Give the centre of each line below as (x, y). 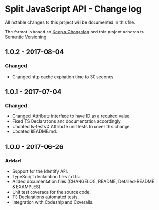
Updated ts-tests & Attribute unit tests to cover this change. (71, 127)
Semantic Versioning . (26, 37)
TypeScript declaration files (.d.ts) (46, 176)
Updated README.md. (34, 131)
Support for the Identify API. (40, 171)
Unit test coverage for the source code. (51, 192)
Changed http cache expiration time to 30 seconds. (63, 77)
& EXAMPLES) (26, 187)
